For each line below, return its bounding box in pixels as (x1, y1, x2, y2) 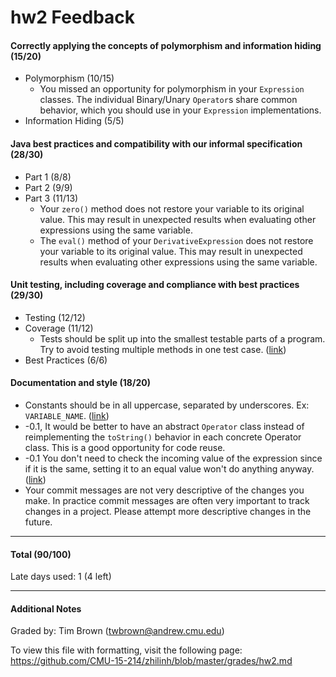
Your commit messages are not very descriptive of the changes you (24, 484, 305, 496)
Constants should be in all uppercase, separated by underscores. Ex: (24, 399, 310, 411)
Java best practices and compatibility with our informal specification (10, 137, 303, 150)
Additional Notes (10, 602, 82, 615)
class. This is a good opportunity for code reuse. (24, 442, 226, 453)
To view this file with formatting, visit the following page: (10, 644, 243, 656)
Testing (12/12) (24, 311, 86, 323)
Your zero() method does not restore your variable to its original (39, 202, 305, 215)
